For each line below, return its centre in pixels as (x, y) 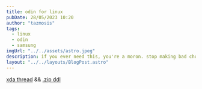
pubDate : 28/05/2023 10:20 (40, 17)
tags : (13, 29)
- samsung (24, 46)
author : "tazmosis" (31, 23)
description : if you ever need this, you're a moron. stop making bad (96, 57)
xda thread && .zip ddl (34, 79)
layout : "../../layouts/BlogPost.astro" (58, 62)
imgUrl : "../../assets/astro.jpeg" (51, 51)
